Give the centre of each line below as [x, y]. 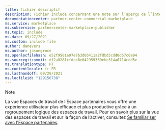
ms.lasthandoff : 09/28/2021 [34, 74]
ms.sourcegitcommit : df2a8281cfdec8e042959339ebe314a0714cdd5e [71, 60]
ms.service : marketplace [30, 23]
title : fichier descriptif [33, 10]
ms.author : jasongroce [28, 51]
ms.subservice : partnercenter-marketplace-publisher [60, 28]
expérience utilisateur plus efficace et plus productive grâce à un [71, 106]
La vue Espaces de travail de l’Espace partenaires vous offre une [71, 102]
